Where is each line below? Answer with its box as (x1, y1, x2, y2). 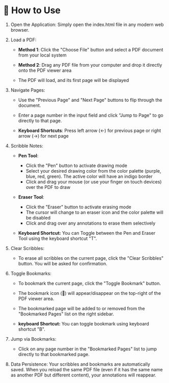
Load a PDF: (10, 37, 37, 43)
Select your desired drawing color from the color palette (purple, (25, 168, 162, 174)
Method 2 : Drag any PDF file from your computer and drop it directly (18, 62, 162, 68)
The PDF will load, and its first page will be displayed (18, 77, 129, 83)
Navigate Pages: (10, 87, 45, 93)
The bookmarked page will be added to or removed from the (18, 305, 145, 311)
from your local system (18, 52, 67, 58)
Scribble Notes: (10, 143, 44, 149)
